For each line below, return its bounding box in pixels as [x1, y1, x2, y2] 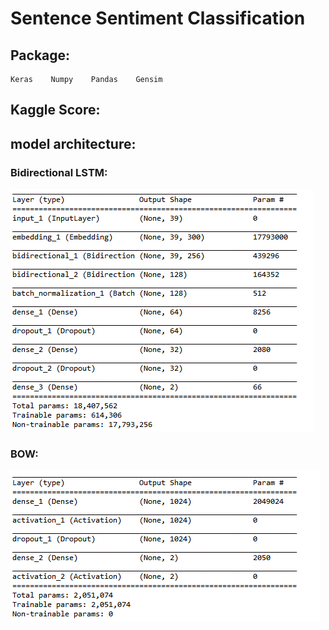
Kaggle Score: [10, 102, 101, 119]
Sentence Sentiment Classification [10, 7, 306, 30]
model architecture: [10, 135, 137, 152]
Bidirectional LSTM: [10, 165, 108, 179]
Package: [10, 47, 71, 64]
